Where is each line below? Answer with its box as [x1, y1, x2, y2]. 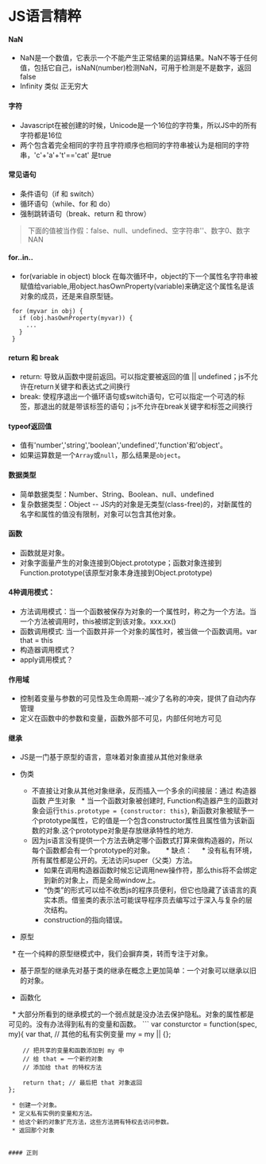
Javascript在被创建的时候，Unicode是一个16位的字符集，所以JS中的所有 [19, 120, 257, 130]
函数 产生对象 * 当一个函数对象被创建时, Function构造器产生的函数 [31, 796, 252, 806]
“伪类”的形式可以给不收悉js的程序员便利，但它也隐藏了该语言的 [43, 885, 250, 895]
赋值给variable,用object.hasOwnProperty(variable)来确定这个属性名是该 [19, 281, 255, 291]
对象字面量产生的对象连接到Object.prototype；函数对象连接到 [19, 558, 222, 567]
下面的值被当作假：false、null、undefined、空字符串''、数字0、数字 [27, 226, 250, 235]
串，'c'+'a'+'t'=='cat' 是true [19, 150, 112, 160]
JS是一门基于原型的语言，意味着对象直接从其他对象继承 [19, 752, 202, 762]
